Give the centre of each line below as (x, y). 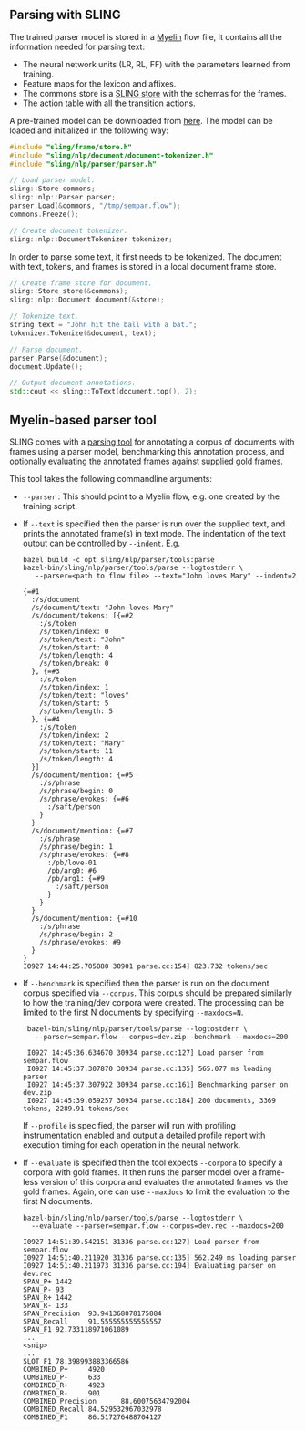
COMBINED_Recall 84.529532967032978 (92, 1409)
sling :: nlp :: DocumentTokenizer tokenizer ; (91, 239)
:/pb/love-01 (72, 863)
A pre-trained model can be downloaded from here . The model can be (141, 120)
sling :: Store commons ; (52, 189)
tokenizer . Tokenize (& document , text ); (83, 333)
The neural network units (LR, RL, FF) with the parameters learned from (157, 64)
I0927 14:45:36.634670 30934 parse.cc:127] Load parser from (145, 1053)
